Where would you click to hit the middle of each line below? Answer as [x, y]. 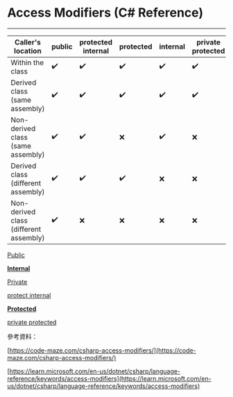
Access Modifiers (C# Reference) [105, 13]
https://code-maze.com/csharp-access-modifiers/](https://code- [103, 350]
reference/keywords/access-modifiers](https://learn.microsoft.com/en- [109, 378]
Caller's [28, 42]
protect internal [29, 295]
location [27, 51]
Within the [27, 62]
